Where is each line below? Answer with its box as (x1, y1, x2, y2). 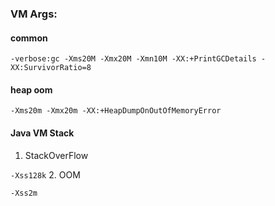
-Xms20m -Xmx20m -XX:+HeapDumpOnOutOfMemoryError (10, 106, 222, 116)
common (10, 32, 48, 44)
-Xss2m (10, 188, 38, 198)
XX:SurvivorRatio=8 (10, 63, 92, 73)
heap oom (10, 83, 53, 96)
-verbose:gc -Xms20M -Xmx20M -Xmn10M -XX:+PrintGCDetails (10, 54, 257, 64)
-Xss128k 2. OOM (10, 168, 81, 181)
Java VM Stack (10, 127, 75, 139)
